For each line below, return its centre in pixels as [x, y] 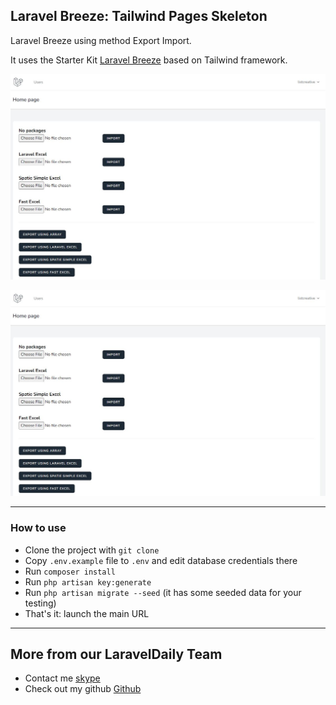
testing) [40, 603]
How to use [38, 528]
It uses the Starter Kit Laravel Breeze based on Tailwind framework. [149, 60]
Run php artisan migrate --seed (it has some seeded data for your [163, 592]
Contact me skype [62, 678]
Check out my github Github [83, 689]
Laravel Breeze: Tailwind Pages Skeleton [139, 16]
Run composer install [70, 571]
